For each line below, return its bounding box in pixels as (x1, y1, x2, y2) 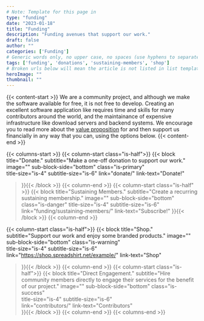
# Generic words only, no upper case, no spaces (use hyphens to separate (6, 54, 200, 60)
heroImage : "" (6, 71, 42, 77)
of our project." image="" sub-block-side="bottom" (21, 283, 151, 290)
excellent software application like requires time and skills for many (6, 106, 174, 114)
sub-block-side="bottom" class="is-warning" (6, 238, 120, 246)
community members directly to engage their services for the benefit (21, 276, 194, 283)
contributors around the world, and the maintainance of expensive (6, 113, 172, 120)
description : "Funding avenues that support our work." (6, 32, 151, 38)
